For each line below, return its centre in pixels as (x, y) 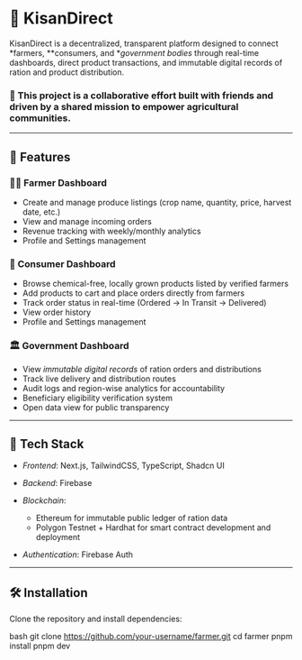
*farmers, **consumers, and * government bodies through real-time (134, 52)
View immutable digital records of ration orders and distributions (142, 369)
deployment (58, 537)
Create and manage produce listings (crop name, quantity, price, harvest (157, 202)
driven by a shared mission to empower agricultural (124, 106)
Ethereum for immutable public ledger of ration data (132, 518)
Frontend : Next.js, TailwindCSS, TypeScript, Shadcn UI (123, 466)
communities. (40, 118)
